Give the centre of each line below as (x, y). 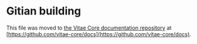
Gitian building (44, 11)
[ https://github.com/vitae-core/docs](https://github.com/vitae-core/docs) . (99, 34)
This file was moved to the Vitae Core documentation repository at (89, 28)
